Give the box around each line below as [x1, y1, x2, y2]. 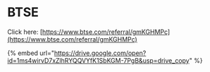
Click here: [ [7, 28, 43, 36]
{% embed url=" [7, 49, 55, 57]
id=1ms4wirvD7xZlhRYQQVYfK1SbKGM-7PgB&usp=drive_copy [7, 56, 190, 64]
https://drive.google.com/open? [54, 49, 147, 57]
